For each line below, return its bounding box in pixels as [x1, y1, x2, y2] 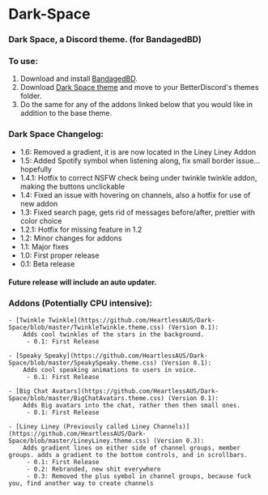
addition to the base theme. [19, 109, 113, 118]
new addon [19, 198, 58, 208]
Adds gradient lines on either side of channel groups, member [23, 443, 241, 452]
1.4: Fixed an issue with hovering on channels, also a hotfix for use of [19, 190, 251, 199]
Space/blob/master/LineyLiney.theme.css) [8, 437, 151, 445]
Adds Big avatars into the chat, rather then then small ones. [23, 401, 241, 409]
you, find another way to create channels [8, 479, 154, 487]
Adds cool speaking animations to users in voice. [23, 365, 198, 373]
